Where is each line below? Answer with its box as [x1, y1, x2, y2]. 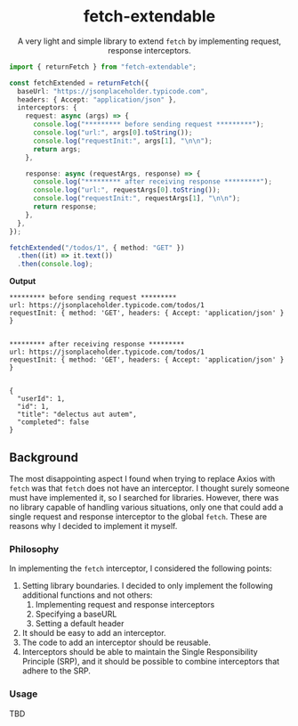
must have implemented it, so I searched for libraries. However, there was [9, 493, 279, 502]
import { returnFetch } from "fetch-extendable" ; [9, 62, 197, 71]
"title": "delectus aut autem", [17, 410, 138, 420]
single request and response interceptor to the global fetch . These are [9, 511, 268, 522]
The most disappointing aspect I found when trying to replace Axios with [9, 474, 276, 484]
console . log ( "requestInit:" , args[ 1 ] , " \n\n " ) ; [32, 136, 213, 145]
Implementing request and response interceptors [35, 600, 215, 610]
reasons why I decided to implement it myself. [9, 521, 178, 531]
